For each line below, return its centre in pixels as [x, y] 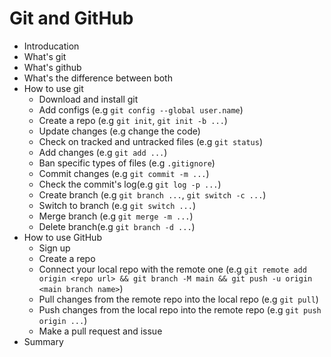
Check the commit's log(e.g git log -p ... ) [130, 184]
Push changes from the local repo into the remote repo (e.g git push [180, 309]
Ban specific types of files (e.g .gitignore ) [127, 163]
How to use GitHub [62, 237]
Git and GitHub [71, 18]
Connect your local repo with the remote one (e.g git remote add [172, 269]
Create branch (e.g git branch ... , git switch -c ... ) [152, 194]
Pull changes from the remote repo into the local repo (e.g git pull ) [178, 299]
